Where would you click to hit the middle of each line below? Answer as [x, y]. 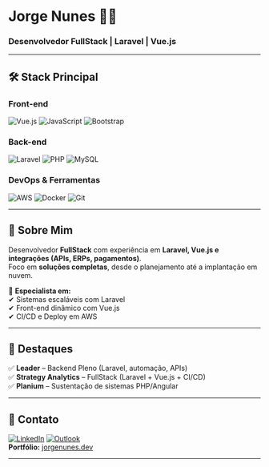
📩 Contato [34, 419]
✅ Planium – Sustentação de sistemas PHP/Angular [93, 386]
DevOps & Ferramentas [54, 180]
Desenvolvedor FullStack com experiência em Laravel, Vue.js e [114, 250]
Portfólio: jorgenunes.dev [51, 447]
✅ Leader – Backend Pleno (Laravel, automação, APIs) [98, 368]
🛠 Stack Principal [53, 76]
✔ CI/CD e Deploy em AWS [53, 316]
